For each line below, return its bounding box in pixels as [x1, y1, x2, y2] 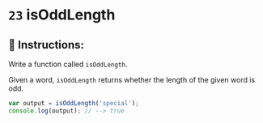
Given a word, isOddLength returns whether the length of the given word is [8, 75, 256, 84]
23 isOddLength [8, 6, 116, 24]
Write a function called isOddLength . [8, 59, 128, 69]
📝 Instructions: [8, 38, 85, 52]
